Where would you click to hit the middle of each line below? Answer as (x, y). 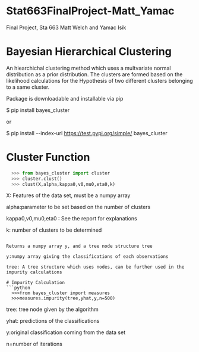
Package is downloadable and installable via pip (65, 98)
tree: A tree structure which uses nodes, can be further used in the (95, 267)
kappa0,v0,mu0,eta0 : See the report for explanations (72, 219)
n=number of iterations (34, 344)
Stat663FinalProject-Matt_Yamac (90, 11)
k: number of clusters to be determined (54, 230)
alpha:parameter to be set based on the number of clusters (78, 207)
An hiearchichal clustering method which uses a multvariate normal (89, 68)
